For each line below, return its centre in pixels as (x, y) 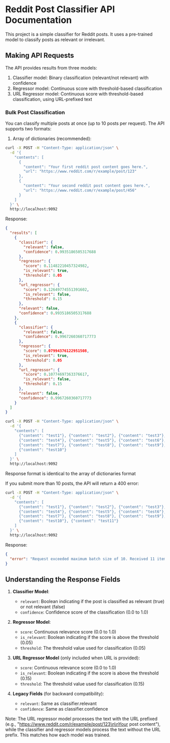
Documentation (39, 20)
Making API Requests (40, 56)
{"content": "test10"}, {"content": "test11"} (69, 521)
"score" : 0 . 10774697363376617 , (56, 375)
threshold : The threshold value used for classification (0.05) (83, 648)
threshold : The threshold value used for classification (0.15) (82, 684)
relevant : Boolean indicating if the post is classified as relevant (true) (92, 601)
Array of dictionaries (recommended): (52, 139)
